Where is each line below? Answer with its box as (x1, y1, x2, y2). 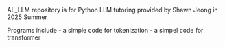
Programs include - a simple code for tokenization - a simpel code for (7, 27, 204, 34)
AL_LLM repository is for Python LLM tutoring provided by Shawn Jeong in (7, 6, 218, 14)
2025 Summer (7, 13, 48, 21)
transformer (7, 33, 41, 42)
